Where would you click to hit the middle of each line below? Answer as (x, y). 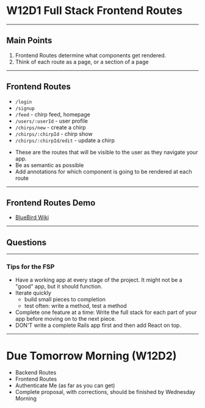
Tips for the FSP (31, 267)
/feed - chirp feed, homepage (52, 114)
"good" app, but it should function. (59, 287)
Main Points (29, 41)
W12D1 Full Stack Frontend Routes (95, 11)
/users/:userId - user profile (52, 121)
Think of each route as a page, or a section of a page (82, 62)
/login (23, 102)
